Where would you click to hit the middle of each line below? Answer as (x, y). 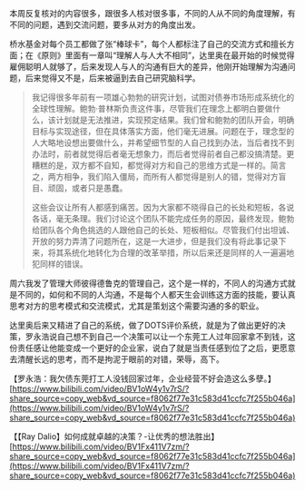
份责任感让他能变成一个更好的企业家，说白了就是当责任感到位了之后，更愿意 (152, 348)
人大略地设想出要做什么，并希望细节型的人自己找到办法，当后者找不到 (163, 142)
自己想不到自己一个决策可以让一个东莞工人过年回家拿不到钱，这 (176, 337)
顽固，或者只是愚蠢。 (88, 188)
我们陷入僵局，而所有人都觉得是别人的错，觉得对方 (183, 176)
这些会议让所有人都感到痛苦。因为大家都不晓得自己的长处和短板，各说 (163, 207)
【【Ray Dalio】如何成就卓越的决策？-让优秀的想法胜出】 (114, 436)
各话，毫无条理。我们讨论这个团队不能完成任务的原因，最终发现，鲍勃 (163, 219)
